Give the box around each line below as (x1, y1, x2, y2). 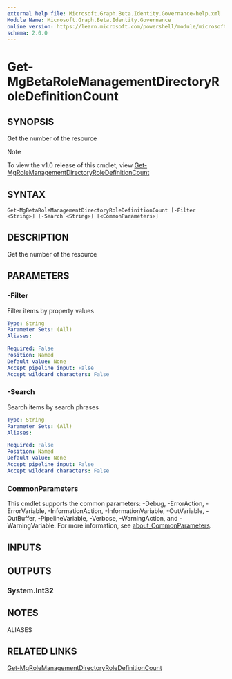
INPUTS (7, 541, 41, 553)
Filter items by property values (7, 306, 95, 315)
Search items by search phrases (7, 402, 99, 411)
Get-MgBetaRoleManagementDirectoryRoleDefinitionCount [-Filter (7, 207, 196, 214)
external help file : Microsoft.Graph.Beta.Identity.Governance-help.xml (7, 10, 221, 17)
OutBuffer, (7, 514, 37, 523)
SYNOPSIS (7, 115, 55, 128)
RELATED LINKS (7, 646, 77, 658)
